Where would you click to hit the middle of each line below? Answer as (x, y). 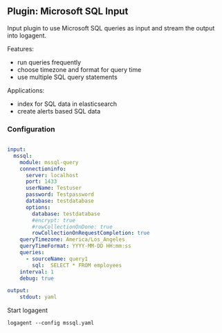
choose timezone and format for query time (79, 69)
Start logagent (28, 310)
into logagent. (27, 35)
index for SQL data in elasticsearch (67, 104)
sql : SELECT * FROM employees (77, 265)
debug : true (37, 278)
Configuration (31, 129)
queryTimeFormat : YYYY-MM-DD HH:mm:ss (75, 246)
